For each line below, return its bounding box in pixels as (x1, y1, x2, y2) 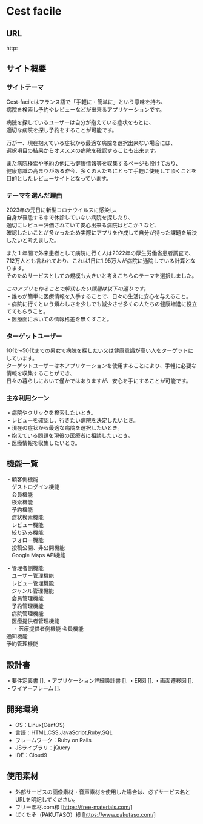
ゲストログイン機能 (11, 483, 59, 491)
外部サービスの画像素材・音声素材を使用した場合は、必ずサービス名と (15, 788, 191, 796)
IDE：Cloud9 (15, 752, 47, 759)
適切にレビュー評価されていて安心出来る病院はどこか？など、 (6, 221, 160, 229)
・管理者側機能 (6, 564, 44, 572)
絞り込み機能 (11, 529, 44, 536)
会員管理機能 (11, 595, 44, 602)
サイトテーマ (6, 83, 44, 92)
